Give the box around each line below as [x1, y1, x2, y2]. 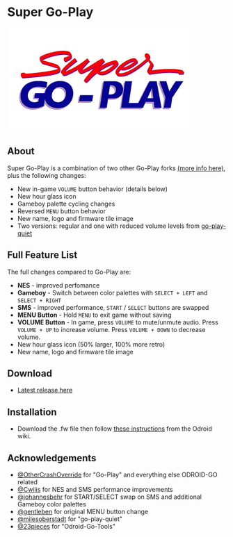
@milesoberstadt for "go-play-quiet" [17, 515, 123, 523]
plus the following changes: [7, 171, 86, 179]
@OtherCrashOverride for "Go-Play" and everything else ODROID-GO [17, 470, 218, 479]
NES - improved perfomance [17, 281, 100, 289]
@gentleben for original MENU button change [17, 508, 149, 515]
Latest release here [17, 386, 73, 395]
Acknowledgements [7, 452, 97, 464]
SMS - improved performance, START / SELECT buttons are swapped [17, 303, 209, 311]
